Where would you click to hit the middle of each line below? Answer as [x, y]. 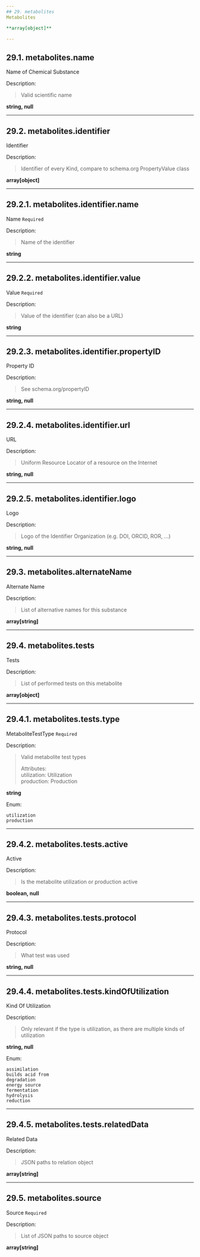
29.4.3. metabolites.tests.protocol [71, 918]
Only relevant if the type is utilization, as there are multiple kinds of [103, 1029]
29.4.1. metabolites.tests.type [63, 719]
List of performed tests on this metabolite [71, 683]
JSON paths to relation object [57, 1162]
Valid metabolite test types [53, 757]
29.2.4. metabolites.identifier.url [68, 425]
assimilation [22, 1069]
